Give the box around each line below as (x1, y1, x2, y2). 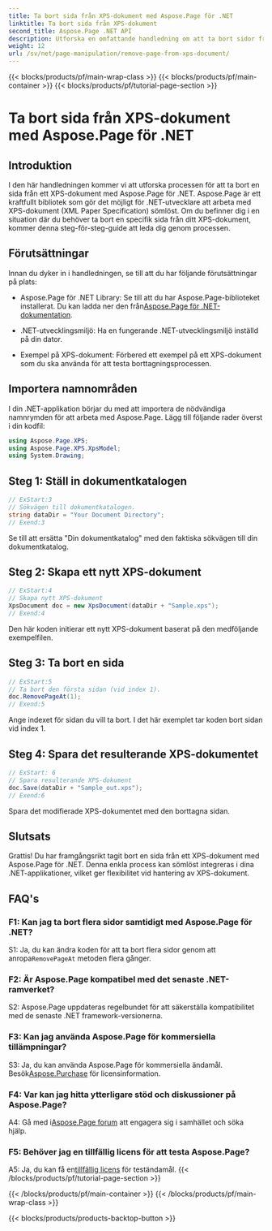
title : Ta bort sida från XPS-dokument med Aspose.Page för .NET (8, 11, 233, 20)
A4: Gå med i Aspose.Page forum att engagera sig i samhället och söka (8, 1117, 244, 1127)
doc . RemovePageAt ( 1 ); (8, 693, 82, 701)
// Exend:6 (8, 791, 45, 800)
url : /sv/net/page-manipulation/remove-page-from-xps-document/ (8, 50, 230, 58)
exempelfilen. (8, 633, 54, 642)
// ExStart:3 (8, 496, 53, 504)
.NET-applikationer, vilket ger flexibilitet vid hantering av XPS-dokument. (8, 868, 249, 878)
